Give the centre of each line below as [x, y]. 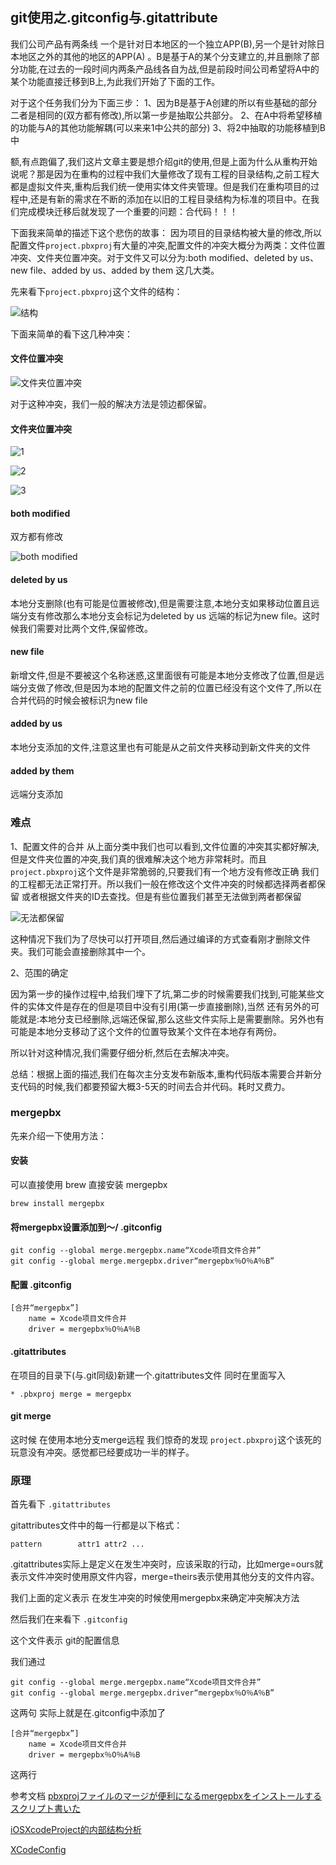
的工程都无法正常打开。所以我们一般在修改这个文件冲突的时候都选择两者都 [163, 884]
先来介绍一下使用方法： [58, 1135]
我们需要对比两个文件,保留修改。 [86, 628]
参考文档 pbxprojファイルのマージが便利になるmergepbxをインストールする [166, 1796]
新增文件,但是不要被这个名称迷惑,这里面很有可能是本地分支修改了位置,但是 [163, 675]
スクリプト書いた [45, 1809]
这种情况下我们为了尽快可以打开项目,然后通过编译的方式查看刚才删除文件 [161, 939]
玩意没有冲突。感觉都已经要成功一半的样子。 [102, 1452]
